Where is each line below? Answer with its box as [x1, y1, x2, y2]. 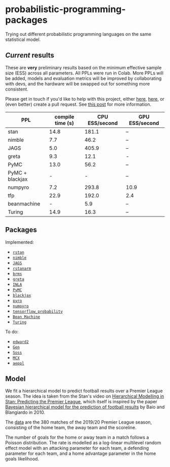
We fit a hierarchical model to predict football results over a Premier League [5, 388, 163, 394]
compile [54, 113, 74, 120]
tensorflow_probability [12, 309, 63, 314]
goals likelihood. [5, 456, 39, 462]
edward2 [12, 339, 29, 345]
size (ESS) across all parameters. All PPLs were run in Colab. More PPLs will [5, 70, 163, 76]
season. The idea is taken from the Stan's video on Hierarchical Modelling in [5, 393, 164, 399]
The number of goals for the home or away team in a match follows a [5, 434, 149, 441]
